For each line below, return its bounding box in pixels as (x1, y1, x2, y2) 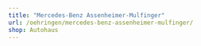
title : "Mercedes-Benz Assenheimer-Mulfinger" (8, 11, 165, 19)
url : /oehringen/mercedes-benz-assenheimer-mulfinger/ (8, 19, 194, 27)
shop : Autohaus (8, 26, 59, 34)
